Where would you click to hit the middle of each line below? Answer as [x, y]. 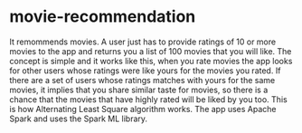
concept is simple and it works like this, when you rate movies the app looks [151, 61]
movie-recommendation [103, 17]
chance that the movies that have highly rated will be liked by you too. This [148, 99]
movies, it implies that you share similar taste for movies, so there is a [139, 90]
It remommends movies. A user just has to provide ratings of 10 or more [143, 42]
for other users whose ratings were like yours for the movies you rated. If [145, 71]
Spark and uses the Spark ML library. [78, 119]
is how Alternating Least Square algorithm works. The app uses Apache [143, 109]
